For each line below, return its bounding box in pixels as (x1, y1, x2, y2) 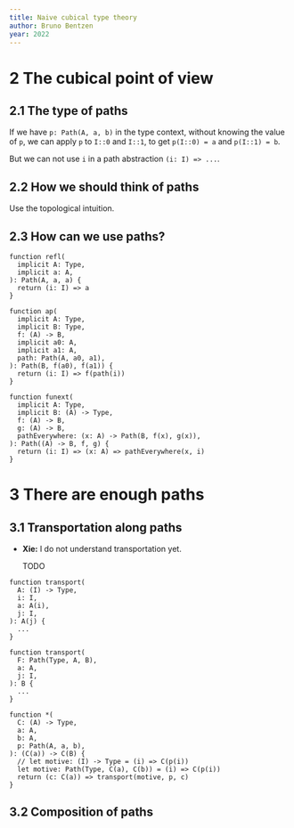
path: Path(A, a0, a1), (17, 353, 105, 362)
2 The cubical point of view (9, 68, 214, 88)
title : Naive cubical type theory (9, 12, 138, 22)
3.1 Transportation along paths (9, 520, 183, 535)
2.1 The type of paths (9, 103, 128, 118)
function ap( (9, 307, 58, 316)
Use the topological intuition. (9, 203, 115, 214)
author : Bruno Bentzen (9, 21, 94, 30)
